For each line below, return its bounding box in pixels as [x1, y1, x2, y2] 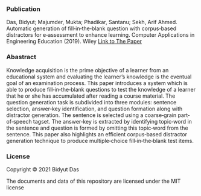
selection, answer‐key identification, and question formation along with [6, 105, 183, 112]
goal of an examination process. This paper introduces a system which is [6, 79, 188, 86]
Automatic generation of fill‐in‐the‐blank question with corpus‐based [6, 25, 177, 32]
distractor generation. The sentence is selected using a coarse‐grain [6, 111, 177, 119]
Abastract [6, 53, 36, 62]
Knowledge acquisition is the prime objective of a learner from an [6, 66, 169, 74]
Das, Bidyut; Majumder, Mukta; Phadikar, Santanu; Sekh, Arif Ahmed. [6, 19, 178, 26]
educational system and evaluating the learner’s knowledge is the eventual [6, 73, 192, 80]
